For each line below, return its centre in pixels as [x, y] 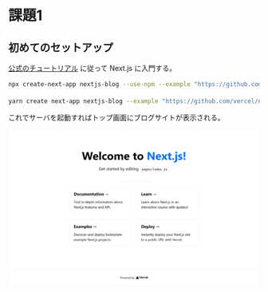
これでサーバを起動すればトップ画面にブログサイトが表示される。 [116, 117]
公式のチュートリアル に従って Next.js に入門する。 [93, 68]
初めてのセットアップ [61, 47]
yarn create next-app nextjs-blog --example [83, 101]
